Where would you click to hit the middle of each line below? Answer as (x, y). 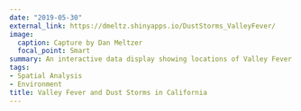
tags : (19, 68)
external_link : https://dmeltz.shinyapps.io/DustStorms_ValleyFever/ (143, 26)
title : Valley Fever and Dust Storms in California (108, 92)
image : (22, 34)
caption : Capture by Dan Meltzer (80, 43)
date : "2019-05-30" (46, 17)
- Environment (36, 84)
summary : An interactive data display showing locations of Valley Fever (151, 59)
